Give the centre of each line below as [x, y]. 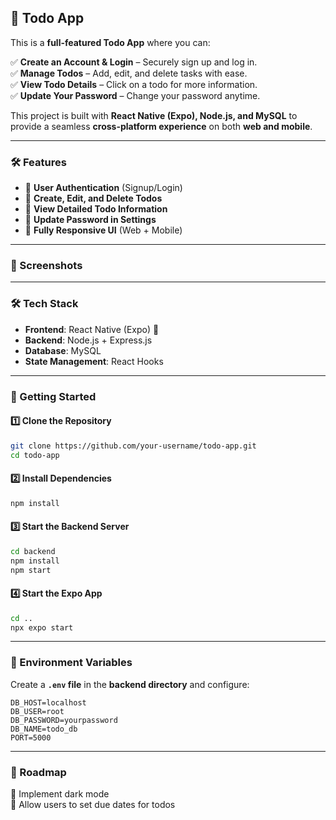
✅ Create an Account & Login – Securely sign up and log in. [134, 62]
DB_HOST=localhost [48, 702]
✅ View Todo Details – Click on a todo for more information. [134, 84]
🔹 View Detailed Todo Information [96, 209]
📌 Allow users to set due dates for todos [93, 805]
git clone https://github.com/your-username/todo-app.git [133, 446]
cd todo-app [35, 455]
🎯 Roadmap [38, 772]
